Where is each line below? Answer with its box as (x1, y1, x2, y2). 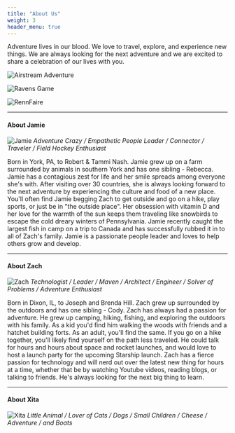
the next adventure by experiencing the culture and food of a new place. (7, 187, 216, 195)
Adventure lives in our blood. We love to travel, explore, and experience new (7, 43, 227, 51)
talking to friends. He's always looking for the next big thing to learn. (7, 373, 204, 381)
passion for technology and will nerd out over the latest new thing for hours (7, 358, 225, 366)
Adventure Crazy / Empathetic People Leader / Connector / (33, 136, 204, 144)
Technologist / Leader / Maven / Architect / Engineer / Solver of (30, 277, 213, 286)
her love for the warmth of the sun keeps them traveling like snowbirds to (7, 209, 218, 218)
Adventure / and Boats (7, 418, 73, 427)
